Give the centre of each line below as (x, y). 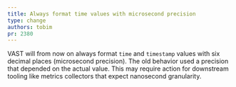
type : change (27, 21)
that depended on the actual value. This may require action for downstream (118, 69)
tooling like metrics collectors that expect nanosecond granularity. (104, 76)
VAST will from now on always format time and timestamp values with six (114, 54)
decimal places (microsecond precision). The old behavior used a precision (118, 62)
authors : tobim (30, 27)
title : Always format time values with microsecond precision (102, 14)
